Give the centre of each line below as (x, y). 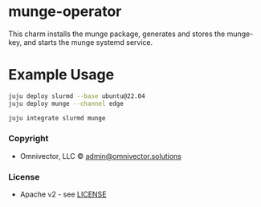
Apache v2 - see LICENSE (63, 194)
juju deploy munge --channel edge (66, 103)
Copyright (29, 139)
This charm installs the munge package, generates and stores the (117, 34)
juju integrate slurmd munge (57, 118)
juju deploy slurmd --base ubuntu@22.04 (77, 96)
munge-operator (65, 12)
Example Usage (61, 75)
